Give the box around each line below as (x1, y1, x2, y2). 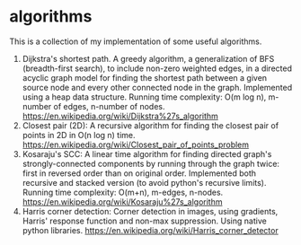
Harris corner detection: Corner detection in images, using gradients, (22, 206, 279, 216)
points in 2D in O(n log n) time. (22, 129, 137, 140)
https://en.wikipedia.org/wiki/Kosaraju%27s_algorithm (22, 196, 223, 207)
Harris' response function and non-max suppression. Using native (22, 215, 267, 226)
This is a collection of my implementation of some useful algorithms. (9, 36, 262, 47)
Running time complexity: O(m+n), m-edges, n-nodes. (22, 187, 224, 197)
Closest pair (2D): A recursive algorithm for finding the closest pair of (22, 119, 279, 131)
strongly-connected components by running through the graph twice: (22, 158, 280, 169)
